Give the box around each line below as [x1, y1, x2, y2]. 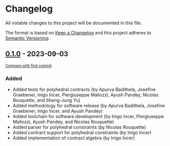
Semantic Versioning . [5, 35, 50, 41]
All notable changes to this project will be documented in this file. [5, 20, 143, 26]
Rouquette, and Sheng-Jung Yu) [12, 97, 80, 103]
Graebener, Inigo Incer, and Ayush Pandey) [12, 108, 103, 114]
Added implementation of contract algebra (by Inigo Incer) [12, 135, 135, 141]
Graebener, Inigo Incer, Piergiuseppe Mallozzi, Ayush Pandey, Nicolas [12, 92, 159, 98]
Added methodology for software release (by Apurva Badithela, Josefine [12, 102, 165, 109]
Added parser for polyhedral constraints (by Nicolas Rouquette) [12, 124, 147, 130]
